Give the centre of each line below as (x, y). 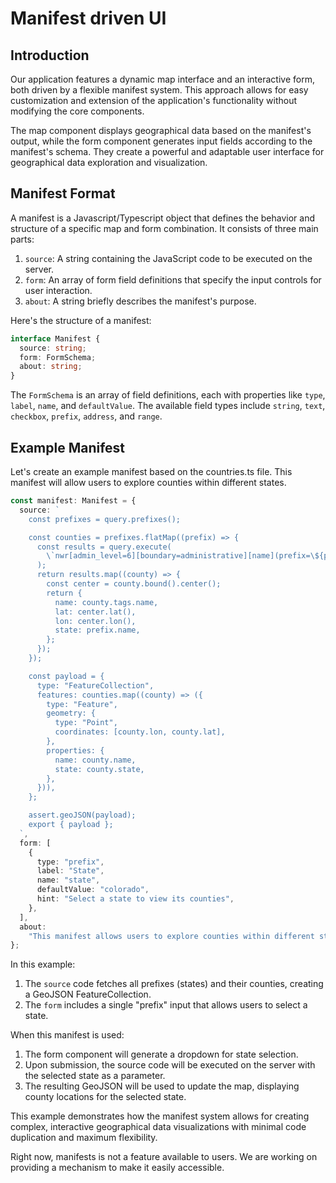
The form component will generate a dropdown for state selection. (161, 1054)
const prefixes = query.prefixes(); (105, 519)
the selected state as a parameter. (95, 1076)
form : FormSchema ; (58, 357)
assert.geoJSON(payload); (82, 815)
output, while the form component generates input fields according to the (161, 141)
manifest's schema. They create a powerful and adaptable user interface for (167, 151)
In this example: (43, 964)
